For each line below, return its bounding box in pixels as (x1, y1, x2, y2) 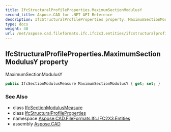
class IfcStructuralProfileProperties (12, 110, 87, 116)
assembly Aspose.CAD (12, 120, 61, 127)
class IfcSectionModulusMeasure (12, 105, 83, 111)
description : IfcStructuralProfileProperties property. (5, 17, 126, 22)
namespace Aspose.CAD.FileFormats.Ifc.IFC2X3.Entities (12, 115, 131, 121)
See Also (5, 93, 28, 100)
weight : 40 (5, 26, 28, 31)
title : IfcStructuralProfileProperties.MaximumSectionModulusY (5, 7, 142, 13)
